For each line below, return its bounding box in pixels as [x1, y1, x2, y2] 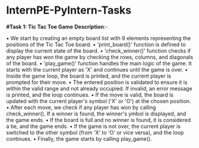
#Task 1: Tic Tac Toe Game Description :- [6, 23, 108, 30]
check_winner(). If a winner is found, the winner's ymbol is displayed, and [6, 110, 187, 117]
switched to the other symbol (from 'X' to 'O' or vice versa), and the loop [6, 128, 184, 136]
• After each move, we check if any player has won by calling [6, 104, 156, 111]
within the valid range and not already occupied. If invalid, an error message [6, 85, 192, 92]
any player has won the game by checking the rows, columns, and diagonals [6, 53, 194, 60]
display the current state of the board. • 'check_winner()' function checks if [6, 47, 191, 54]
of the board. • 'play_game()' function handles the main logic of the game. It [6, 60, 192, 67]
